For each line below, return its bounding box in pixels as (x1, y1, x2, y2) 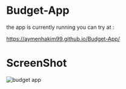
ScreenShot (6, 57, 67, 70)
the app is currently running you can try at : (6, 23, 114, 31)
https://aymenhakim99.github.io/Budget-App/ (6, 35, 120, 42)
